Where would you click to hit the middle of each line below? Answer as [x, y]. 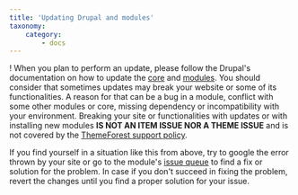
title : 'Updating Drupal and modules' [82, 18]
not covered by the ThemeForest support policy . [98, 135]
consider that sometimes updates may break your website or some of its [143, 87]
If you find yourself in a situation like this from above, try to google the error [149, 153]
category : [44, 34]
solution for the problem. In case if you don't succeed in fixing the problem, [149, 172]
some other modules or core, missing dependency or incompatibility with [145, 106]
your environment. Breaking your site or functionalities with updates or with [149, 116]
